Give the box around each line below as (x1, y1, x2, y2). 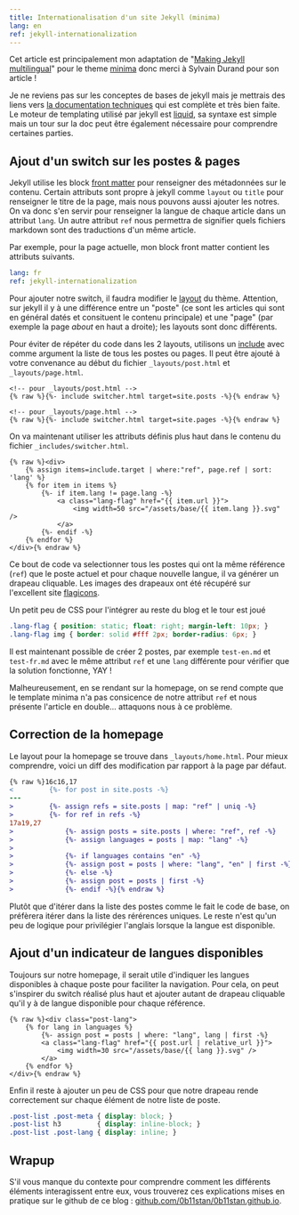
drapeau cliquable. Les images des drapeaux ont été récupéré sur (9, 578, 251, 588)
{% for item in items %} (25, 481, 117, 490)
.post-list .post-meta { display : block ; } (9, 1112, 174, 1121)
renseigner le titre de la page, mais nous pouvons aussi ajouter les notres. (9, 197, 280, 207)
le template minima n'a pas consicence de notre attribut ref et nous (9, 692, 257, 702)
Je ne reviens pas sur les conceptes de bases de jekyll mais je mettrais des (9, 90, 286, 101)
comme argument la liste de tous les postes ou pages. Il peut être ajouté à (9, 348, 280, 359)
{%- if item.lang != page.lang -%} (41, 489, 174, 498)
